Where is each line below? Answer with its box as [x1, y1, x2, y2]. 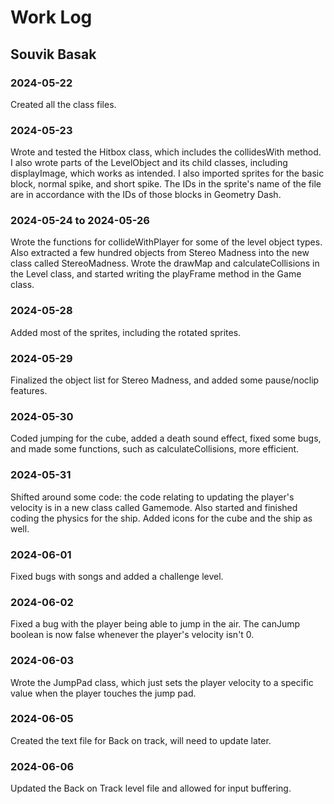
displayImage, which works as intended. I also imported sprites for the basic [10, 167, 325, 180]
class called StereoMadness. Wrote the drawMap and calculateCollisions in [10, 257, 320, 270]
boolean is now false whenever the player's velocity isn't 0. [10, 629, 255, 641]
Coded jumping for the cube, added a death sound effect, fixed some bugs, [10, 432, 322, 445]
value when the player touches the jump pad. [10, 687, 197, 699]
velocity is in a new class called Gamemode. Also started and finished [10, 501, 298, 513]
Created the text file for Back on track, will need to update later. [10, 734, 272, 746]
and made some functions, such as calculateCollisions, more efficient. [10, 443, 300, 455]
